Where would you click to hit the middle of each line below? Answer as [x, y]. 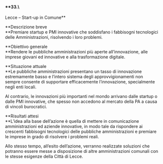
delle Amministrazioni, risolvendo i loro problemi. [54, 37]
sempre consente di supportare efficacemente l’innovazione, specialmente [80, 82]
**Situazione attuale [26, 66]
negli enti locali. [21, 87]
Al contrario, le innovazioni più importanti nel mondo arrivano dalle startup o [81, 97]
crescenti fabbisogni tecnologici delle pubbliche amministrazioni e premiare [81, 131]
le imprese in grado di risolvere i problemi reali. [52, 137]
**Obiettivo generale [26, 47]
